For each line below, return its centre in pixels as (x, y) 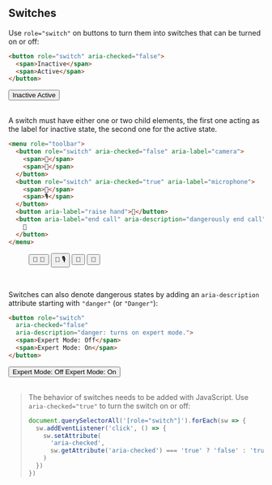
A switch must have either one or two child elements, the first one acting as (134, 121)
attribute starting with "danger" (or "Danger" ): (83, 303)
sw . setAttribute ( (72, 436)
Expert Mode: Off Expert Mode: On (64, 372)
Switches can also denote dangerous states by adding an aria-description (134, 294)
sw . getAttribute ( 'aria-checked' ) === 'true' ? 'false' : (148, 451)
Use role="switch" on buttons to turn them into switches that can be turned (135, 32)
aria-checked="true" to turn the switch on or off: (109, 406)
